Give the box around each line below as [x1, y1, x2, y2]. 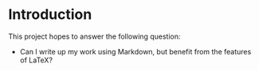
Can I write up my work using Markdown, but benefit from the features [19, 47, 252, 56]
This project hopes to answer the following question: [8, 32, 181, 41]
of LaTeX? [19, 55, 53, 65]
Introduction [8, 6, 92, 24]
